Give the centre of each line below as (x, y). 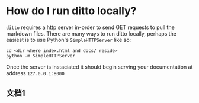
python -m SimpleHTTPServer (41, 56)
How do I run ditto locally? (71, 11)
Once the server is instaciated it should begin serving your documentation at (99, 67)
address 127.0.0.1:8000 (36, 73)
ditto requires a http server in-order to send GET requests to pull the (90, 27)
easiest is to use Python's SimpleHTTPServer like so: (69, 40)
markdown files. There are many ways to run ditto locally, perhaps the (91, 33)
